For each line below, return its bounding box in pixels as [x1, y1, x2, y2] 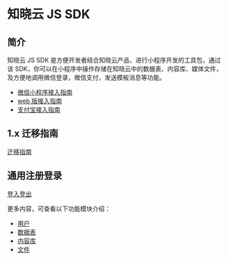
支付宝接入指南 [17, 106, 60, 113]
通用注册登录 [7, 170, 63, 181]
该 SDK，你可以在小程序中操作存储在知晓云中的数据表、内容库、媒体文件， [7, 65, 222, 73]
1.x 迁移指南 [7, 128, 59, 140]
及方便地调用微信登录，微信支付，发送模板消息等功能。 [7, 74, 165, 81]
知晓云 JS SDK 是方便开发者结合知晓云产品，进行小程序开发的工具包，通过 [7, 56, 221, 64]
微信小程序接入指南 [17, 88, 73, 96]
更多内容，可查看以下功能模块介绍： [7, 204, 111, 213]
